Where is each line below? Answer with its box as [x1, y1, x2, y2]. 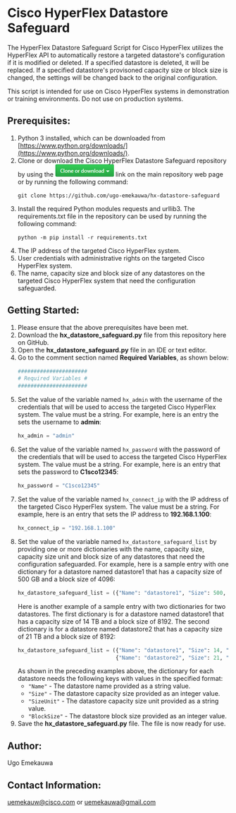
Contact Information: [7, 779, 101, 791]
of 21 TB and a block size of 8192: [17, 632, 116, 641]
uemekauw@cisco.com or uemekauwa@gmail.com [7, 798, 156, 807]
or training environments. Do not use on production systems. [7, 94, 184, 103]
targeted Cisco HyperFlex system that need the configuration [17, 276, 196, 285]
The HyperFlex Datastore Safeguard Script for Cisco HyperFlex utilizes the [7, 43, 224, 52]
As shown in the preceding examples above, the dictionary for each [17, 667, 214, 675]
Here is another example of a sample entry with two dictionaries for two [17, 602, 226, 610]
